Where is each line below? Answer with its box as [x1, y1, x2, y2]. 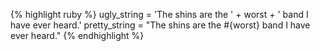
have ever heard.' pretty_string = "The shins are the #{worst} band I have [10, 19, 311, 31]
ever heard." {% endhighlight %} [10, 30, 145, 41]
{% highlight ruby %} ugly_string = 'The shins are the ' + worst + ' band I [10, 9, 309, 20]
